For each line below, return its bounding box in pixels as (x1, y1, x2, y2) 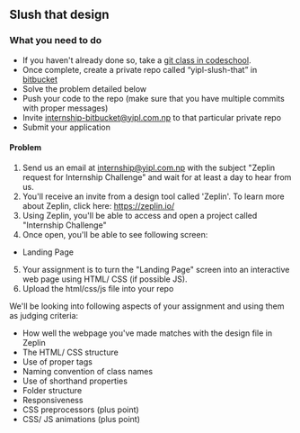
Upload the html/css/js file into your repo (22, 283, 174, 293)
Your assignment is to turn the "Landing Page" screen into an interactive (22, 264, 290, 275)
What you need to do (9, 34, 102, 47)
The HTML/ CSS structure (22, 347, 119, 357)
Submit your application (22, 122, 110, 132)
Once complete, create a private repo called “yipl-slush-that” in (22, 64, 258, 75)
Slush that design (9, 7, 110, 23)
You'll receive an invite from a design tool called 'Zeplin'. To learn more (22, 191, 285, 202)
